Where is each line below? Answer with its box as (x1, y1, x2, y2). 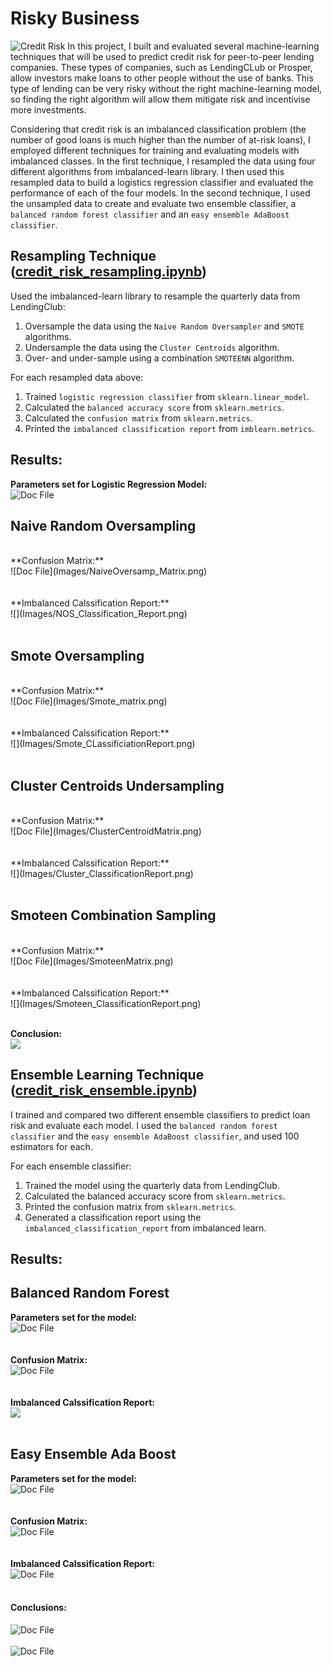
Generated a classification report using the (24, 1211, 202, 1223)
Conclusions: (10, 1602, 67, 1614)
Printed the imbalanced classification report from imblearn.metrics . (24, 422, 315, 434)
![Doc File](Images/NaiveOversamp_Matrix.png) (10, 565, 208, 577)
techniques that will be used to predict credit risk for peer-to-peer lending (10, 50, 315, 62)
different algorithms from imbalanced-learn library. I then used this (10, 165, 285, 177)
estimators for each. (10, 1140, 93, 1152)
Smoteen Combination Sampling (10, 907, 217, 924)
